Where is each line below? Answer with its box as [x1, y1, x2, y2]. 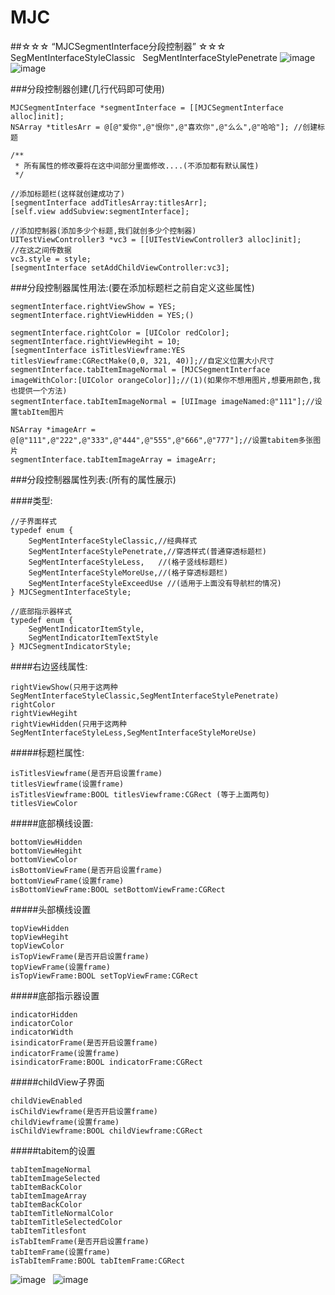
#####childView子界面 [10, 1076, 105, 1088]
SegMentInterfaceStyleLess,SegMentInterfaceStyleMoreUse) [10, 727, 257, 738]
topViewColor [10, 941, 65, 951]
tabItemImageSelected [10, 1173, 101, 1183]
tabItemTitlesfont [10, 1226, 87, 1236]
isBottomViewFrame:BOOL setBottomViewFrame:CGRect [10, 884, 226, 895]
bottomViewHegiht [10, 846, 83, 856]
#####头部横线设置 [10, 903, 92, 915]
